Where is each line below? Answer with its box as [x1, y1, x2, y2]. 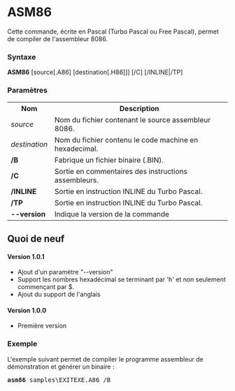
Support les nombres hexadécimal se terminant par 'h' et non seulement [17, 275, 226, 283]
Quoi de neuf [7, 233, 65, 244]
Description [119, 103, 159, 113]
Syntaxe [7, 52, 36, 61]
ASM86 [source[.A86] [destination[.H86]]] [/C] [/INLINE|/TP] [7, 68, 183, 77]
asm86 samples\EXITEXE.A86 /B [7, 376, 111, 384]
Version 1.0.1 [7, 252, 45, 260]
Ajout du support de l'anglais [17, 290, 101, 299]
